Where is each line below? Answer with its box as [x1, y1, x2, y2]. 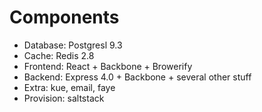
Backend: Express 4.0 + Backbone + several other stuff [23, 71, 252, 83]
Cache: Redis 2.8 [23, 49, 95, 61]
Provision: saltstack [23, 92, 105, 104]
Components [9, 6, 120, 29]
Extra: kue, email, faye [23, 81, 116, 93]
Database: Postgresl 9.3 [23, 39, 123, 51]
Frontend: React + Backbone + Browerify [23, 60, 193, 72]
